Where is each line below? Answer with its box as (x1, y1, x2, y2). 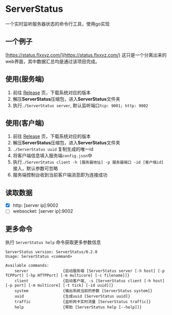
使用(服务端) (5, 75, 45, 84)
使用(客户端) (5, 119, 45, 127)
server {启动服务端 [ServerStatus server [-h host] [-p (14, 268, 165, 274)
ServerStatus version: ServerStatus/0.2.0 (5, 250, 98, 255)
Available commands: (5, 263, 50, 268)
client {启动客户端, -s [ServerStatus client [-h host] (14, 279, 165, 284)
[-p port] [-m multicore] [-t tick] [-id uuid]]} (5, 283, 114, 288)
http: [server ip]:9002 (12, 202, 59, 209)
